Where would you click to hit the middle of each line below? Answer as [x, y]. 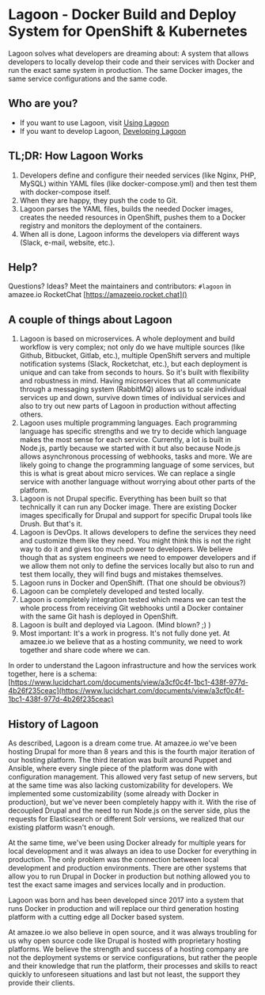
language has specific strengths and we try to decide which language [133, 431]
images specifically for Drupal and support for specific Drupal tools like [136, 516]
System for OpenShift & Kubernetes [128, 31]
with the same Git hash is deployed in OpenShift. [99, 616]
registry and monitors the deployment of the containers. [111, 225]
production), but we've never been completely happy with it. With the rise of [132, 802]
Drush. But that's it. [51, 524]
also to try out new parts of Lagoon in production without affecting [128, 406]
